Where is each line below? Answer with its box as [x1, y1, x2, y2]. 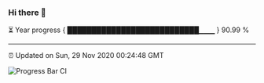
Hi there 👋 [8, 7, 47, 18]
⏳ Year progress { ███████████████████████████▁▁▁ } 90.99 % [8, 25, 250, 34]
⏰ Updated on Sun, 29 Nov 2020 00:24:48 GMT [8, 51, 164, 60]
